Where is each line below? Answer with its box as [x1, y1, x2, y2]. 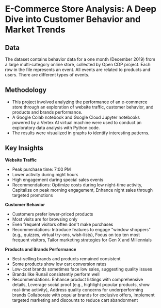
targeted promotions [12, 192, 53, 198]
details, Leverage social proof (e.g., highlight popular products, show [12, 281, 150, 288]
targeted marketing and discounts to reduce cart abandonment [12, 297, 138, 303]
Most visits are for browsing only [12, 216, 78, 222]
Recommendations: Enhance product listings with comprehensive [12, 276, 143, 282]
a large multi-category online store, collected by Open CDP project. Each [5, 62, 151, 67]
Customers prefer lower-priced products [12, 211, 94, 217]
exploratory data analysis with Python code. [12, 125, 100, 130]
